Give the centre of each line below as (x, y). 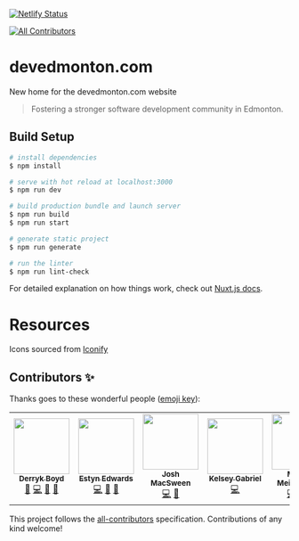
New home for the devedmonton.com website (93, 91)
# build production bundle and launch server (95, 206)
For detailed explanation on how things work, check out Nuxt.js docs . (136, 289)
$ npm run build (39, 215)
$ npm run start (39, 223)
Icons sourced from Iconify (59, 349)
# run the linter (41, 263)
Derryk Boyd (42, 479)
